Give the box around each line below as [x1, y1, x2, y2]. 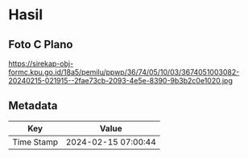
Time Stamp [12, 136, 59, 148]
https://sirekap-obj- [8, 59, 74, 68]
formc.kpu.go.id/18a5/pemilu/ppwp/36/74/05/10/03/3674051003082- [8, 67, 240, 77]
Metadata [8, 99, 58, 113]
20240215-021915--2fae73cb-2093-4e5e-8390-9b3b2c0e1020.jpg [8, 76, 234, 85]
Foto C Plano [8, 38, 73, 51]
